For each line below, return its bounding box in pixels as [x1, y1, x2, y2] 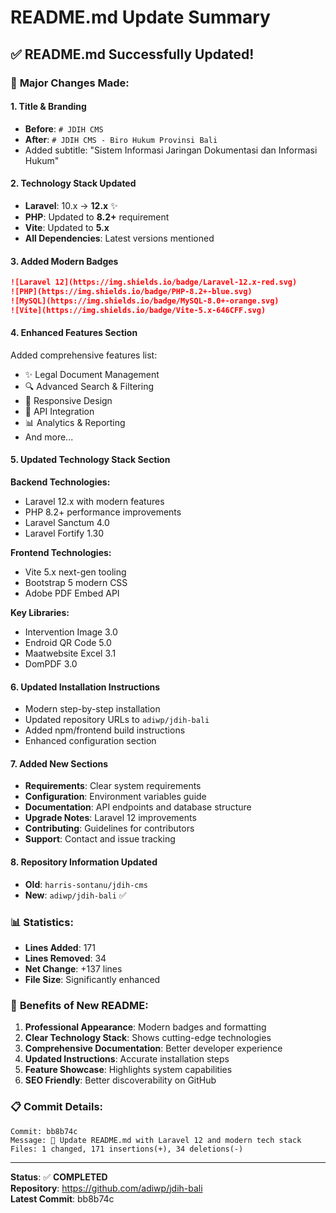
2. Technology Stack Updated [10, 177, 137, 190]
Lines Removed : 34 [24, 952, 107, 964]
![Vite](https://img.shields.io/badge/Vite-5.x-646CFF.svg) [10, 305, 267, 315]
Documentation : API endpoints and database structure [24, 801, 252, 813]
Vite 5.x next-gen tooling [24, 566, 127, 578]
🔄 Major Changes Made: [10, 76, 130, 90]
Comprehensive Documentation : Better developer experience [24, 1042, 283, 1055]
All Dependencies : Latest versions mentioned [24, 232, 215, 244]
